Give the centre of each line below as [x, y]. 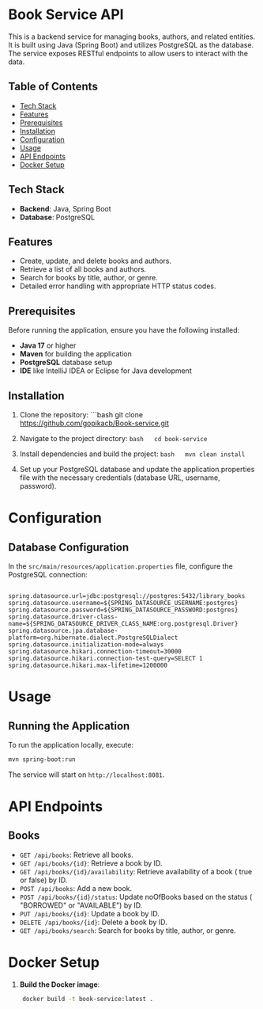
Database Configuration [69, 547]
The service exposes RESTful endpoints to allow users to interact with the [128, 53]
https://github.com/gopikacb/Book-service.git [94, 423]
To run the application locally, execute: [71, 745]
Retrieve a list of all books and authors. [83, 269]
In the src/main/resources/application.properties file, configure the [120, 566]
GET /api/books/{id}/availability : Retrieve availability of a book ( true [136, 871]
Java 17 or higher [48, 345]
